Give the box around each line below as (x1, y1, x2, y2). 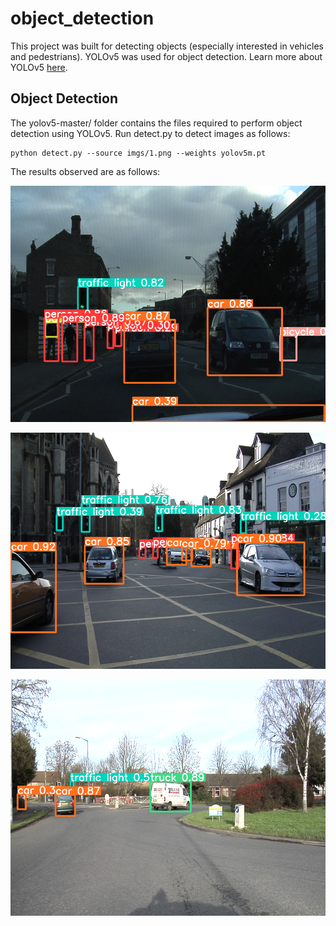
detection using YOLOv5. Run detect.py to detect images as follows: (10, 127, 291, 139)
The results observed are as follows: (10, 165, 161, 177)
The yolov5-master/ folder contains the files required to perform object (10, 117, 303, 129)
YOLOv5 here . (10, 61, 68, 73)
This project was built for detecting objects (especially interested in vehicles (10, 40, 324, 52)
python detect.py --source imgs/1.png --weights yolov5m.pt (10, 148, 267, 158)
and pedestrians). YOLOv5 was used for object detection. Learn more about (10, 50, 323, 62)
